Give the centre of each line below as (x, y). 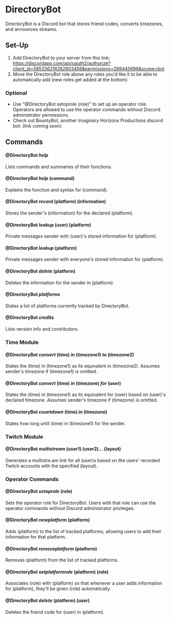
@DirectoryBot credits (30, 318)
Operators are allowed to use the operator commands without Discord (87, 110)
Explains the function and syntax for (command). (57, 190)
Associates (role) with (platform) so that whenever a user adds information (84, 583)
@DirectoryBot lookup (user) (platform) (48, 225)
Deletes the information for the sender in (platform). (60, 282)
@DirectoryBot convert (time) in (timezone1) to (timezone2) (70, 354)
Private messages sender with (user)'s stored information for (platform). (81, 236)
